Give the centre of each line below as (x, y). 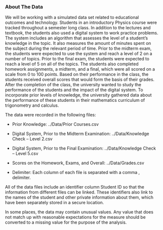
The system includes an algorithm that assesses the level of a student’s (77, 38)
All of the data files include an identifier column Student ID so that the (75, 187)
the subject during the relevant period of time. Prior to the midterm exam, (78, 48)
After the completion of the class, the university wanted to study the (73, 85)
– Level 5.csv (25, 153)
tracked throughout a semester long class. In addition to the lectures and (78, 28)
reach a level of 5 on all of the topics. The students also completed (72, 64)
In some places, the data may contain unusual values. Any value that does (79, 212)
